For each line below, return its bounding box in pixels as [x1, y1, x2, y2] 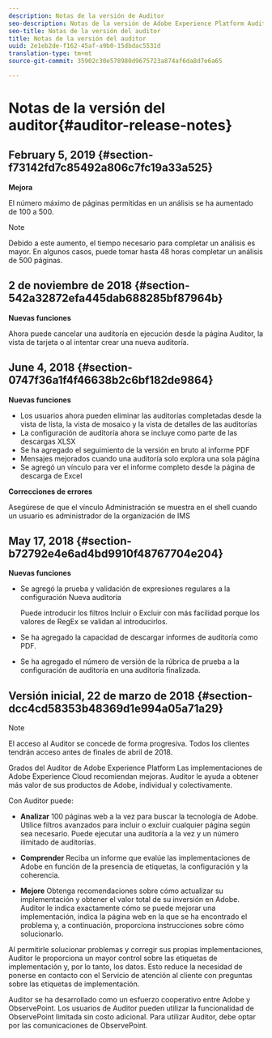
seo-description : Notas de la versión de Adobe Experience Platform [8, 19, 244, 28]
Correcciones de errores [8, 487, 93, 496]
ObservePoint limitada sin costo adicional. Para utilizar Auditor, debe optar [8, 1012, 257, 1022]
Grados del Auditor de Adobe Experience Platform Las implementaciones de [8, 763, 263, 773]
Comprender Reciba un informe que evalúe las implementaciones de [19, 853, 251, 863]
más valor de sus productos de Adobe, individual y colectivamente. [8, 781, 233, 790]
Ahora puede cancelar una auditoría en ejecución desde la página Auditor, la [8, 329, 264, 338]
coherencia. [19, 870, 61, 880]
